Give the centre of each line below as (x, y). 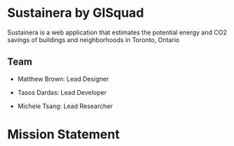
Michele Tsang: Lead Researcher (65, 106)
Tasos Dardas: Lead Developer (62, 92)
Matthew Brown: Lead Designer (63, 79)
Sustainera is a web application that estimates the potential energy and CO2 (117, 32)
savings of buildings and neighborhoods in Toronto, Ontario (93, 39)
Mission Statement (64, 134)
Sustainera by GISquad (76, 13)
